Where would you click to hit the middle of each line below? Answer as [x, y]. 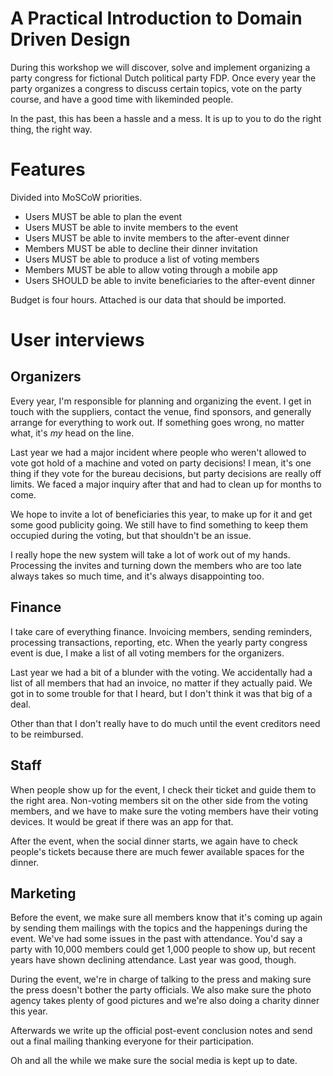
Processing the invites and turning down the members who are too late [156, 565]
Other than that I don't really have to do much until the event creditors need [165, 723]
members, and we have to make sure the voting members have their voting [164, 811]
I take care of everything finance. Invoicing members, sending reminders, [161, 631]
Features [48, 169]
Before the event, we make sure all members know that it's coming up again [166, 918]
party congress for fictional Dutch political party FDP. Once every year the [163, 78]
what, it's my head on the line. [72, 433]
